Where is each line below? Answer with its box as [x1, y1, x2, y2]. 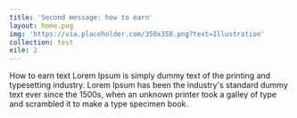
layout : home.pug [9, 21, 74, 30]
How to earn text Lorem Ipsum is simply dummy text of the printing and [9, 70, 271, 81]
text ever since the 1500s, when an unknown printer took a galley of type [9, 90, 277, 100]
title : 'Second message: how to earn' [9, 12, 153, 22]
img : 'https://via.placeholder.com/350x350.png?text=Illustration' [9, 29, 266, 38]
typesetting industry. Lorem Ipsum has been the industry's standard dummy [9, 80, 288, 90]
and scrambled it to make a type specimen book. [9, 98, 189, 109]
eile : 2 [9, 46, 38, 55]
